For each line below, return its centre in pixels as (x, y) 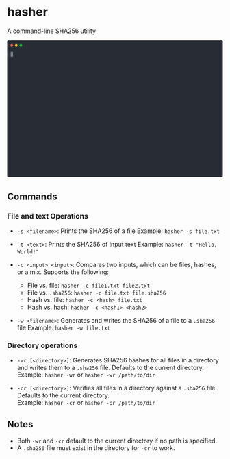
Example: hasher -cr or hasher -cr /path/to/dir (86, 403)
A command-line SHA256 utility (52, 31)
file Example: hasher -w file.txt (64, 328)
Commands (33, 196)
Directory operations (42, 345)
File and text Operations (48, 216)
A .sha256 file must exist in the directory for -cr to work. (96, 448)
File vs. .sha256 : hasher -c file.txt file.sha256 (97, 293)
